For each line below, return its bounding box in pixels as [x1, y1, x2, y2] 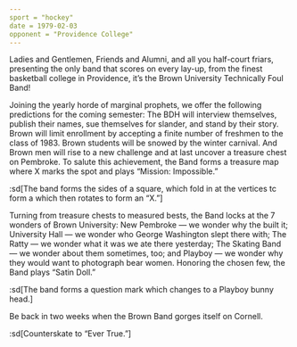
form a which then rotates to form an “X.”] [9, 193, 163, 203]
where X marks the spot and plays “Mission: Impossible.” [9, 166, 219, 177]
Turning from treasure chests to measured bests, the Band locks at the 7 [9, 211, 276, 221]
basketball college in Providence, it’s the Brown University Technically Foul [9, 73, 284, 84]
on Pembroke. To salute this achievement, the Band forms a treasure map [9, 157, 279, 168]
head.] [9, 293, 34, 304]
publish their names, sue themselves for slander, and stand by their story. [9, 119, 279, 129]
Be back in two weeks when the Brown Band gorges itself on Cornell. [9, 311, 263, 322]
